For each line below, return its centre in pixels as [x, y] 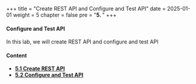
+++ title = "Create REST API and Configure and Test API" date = [86, 9]
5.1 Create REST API [40, 69]
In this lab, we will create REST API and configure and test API [82, 42]
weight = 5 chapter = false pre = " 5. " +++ [65, 15]
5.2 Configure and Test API [49, 75]
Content [16, 55]
